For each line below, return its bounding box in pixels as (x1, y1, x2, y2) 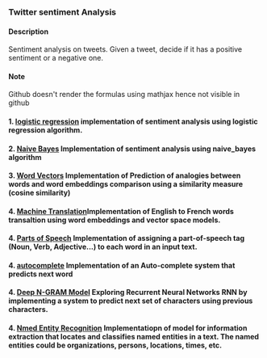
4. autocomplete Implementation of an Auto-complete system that (8, 260, 236, 270)
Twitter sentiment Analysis (8, 6, 117, 18)
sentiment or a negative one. (8, 53, 103, 63)
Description (8, 27, 49, 36)
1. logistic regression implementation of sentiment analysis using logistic (8, 116, 258, 126)
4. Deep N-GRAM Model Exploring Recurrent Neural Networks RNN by (8, 288, 248, 297)
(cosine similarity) (8, 188, 71, 198)
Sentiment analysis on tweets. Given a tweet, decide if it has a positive (8, 44, 243, 54)
